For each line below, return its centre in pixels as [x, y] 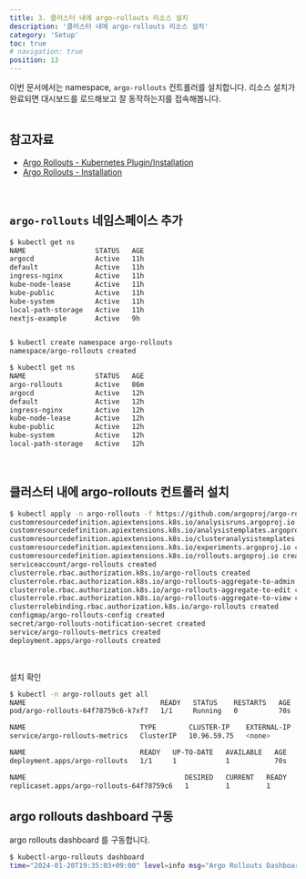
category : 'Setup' [44, 35]
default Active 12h [77, 402]
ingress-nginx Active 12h [77, 410]
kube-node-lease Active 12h [77, 419]
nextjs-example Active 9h [75, 318]
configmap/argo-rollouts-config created [87, 616]
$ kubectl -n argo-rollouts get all [79, 694]
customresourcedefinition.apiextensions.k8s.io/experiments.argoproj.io [150, 547]
